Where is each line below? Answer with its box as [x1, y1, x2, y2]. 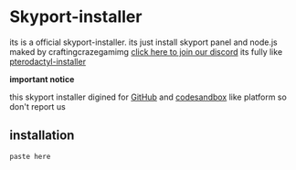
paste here [9, 152, 51, 161]
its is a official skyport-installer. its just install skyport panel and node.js [9, 37, 278, 48]
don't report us [9, 101, 66, 112]
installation [9, 128, 75, 143]
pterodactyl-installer [9, 56, 87, 67]
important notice [9, 73, 75, 84]
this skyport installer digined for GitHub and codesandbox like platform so [9, 91, 288, 102]
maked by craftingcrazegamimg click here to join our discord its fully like [9, 46, 283, 57]
